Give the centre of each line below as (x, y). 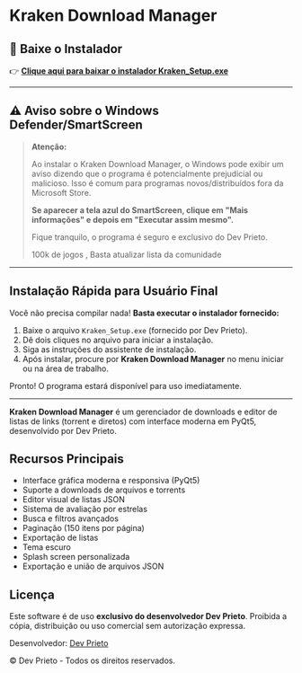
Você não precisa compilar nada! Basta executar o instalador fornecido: (145, 313)
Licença (32, 594)
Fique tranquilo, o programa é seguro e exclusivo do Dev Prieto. (149, 237)
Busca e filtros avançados (71, 518)
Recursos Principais (67, 459)
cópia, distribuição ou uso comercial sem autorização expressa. (127, 626)
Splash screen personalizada (76, 557)
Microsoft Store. (61, 192)
